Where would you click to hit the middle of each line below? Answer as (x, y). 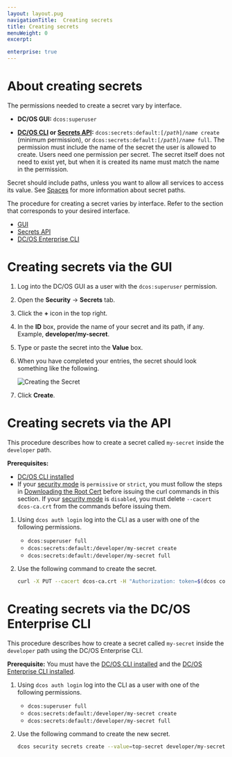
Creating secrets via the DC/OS (99, 609)
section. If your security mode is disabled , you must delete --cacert (114, 499)
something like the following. (58, 368)
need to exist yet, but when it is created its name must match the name (118, 162)
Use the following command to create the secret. (87, 568)
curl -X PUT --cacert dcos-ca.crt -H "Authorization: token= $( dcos (117, 581)
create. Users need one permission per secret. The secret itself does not (121, 154)
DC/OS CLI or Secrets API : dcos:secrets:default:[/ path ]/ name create (118, 132)
